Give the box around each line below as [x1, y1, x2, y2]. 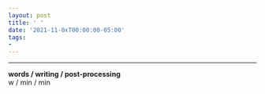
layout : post [8, 11, 51, 20]
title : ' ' [8, 19, 44, 27]
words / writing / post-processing [8, 70, 121, 79]
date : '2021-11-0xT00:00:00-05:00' [8, 26, 125, 34]
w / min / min [8, 78, 51, 87]
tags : [8, 33, 26, 42]
